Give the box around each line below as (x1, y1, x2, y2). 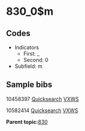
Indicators (14, 44, 39, 51)
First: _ (23, 50, 40, 57)
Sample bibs (6, 80, 53, 90)
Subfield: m (14, 63, 43, 70)
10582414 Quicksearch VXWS (6, 107, 79, 114)
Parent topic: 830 (6, 118, 48, 125)
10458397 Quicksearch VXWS (6, 95, 79, 102)
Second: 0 (23, 57, 49, 63)
